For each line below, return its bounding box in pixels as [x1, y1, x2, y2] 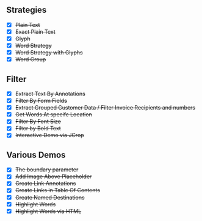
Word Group [15, 56, 46, 63]
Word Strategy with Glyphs [15, 49, 84, 56]
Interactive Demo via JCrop [15, 132, 84, 139]
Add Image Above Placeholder [15, 173, 92, 180]
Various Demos [6, 149, 66, 160]
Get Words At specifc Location [15, 111, 93, 118]
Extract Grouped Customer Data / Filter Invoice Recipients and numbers [15, 104, 196, 111]
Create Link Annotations [15, 180, 76, 187]
